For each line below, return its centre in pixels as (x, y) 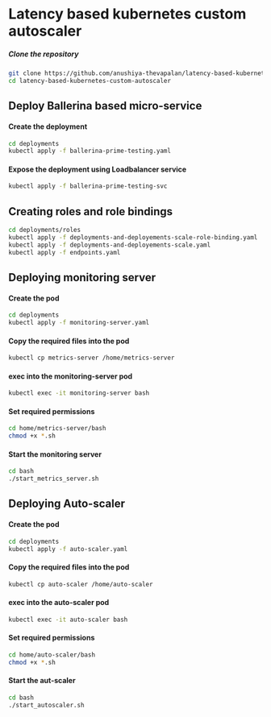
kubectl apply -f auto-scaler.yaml (68, 549)
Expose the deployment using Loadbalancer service (98, 169)
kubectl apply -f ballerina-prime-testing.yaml (90, 151)
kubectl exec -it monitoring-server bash (79, 393)
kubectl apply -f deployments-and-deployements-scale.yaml (110, 245)
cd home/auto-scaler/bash (52, 655)
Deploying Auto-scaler (67, 504)
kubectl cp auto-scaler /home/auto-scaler (81, 584)
